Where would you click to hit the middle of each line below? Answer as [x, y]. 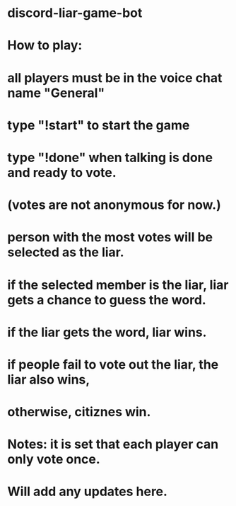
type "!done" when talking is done [110, 157]
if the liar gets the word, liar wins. [107, 332]
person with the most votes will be [110, 237]
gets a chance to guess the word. [107, 300]
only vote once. [54, 460]
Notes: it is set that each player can [113, 444]
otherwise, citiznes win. [79, 412]
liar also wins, [49, 379]
